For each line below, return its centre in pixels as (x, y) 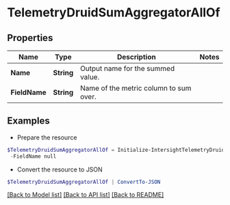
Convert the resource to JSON (60, 169)
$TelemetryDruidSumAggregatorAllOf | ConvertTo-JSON (84, 182)
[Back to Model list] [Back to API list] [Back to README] (86, 195)
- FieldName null (33, 156)
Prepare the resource (47, 137)
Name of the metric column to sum (136, 88)
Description (136, 57)
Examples (28, 121)
